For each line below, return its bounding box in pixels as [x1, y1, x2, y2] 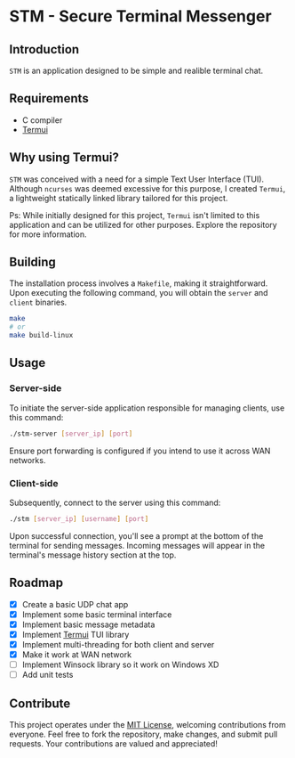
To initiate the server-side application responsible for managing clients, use [9, 403, 285, 413]
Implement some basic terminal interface [21, 608, 172, 620]
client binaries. [9, 297, 68, 308]
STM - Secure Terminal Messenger [9, 6, 273, 27]
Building [9, 255, 56, 270]
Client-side [9, 477, 59, 489]
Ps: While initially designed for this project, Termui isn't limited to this [9, 209, 260, 220]
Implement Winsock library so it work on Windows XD [21, 659, 219, 670]
